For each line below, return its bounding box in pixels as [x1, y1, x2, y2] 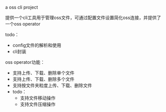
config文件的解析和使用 [12, 42, 61, 48]
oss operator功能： [5, 59, 45, 65]
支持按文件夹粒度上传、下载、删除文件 [12, 82, 92, 88]
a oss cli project [5, 5, 38, 10]
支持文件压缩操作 [20, 101, 56, 107]
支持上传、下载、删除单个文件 [12, 70, 74, 76]
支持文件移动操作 [20, 95, 56, 101]
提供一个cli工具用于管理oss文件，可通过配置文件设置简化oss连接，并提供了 [5, 15, 161, 21]
